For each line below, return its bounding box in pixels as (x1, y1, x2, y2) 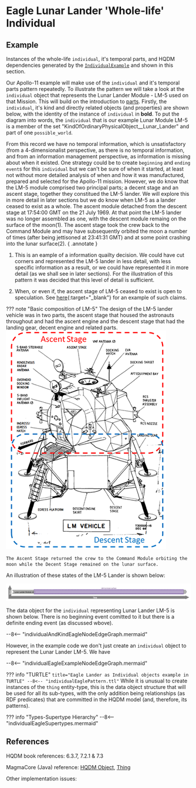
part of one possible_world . (6, 129, 73, 136)
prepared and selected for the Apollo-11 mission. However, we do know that (6, 178, 189, 185)
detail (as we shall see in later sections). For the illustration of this (14, 270, 173, 277)
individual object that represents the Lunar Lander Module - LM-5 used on (6, 92, 189, 98)
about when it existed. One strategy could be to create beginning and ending (6, 159, 191, 166)
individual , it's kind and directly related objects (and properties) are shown (6, 104, 189, 111)
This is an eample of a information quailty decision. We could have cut (14, 252, 185, 259)
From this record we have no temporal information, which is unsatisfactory (6, 141, 186, 147)
